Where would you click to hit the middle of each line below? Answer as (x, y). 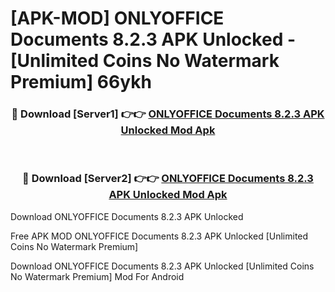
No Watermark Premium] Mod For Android (97, 276)
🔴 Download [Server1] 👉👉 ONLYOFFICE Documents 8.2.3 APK (168, 114)
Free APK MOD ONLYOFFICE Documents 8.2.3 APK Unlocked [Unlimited (159, 236)
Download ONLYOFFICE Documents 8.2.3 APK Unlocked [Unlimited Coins (162, 266)
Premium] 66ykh (81, 82)
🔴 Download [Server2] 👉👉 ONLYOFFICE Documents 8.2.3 (168, 179)
